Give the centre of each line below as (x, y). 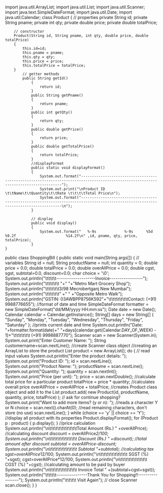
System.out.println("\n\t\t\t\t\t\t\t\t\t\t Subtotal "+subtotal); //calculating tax (80, 449)
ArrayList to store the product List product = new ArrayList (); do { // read (78, 351)
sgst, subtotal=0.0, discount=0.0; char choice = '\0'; (57, 273)
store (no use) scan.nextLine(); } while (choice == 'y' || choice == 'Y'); (75, 413)
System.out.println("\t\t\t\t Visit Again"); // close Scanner (81, 480)
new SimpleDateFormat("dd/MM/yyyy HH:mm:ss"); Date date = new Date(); (81, 309)
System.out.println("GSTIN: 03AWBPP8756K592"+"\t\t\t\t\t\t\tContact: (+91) (81, 299)
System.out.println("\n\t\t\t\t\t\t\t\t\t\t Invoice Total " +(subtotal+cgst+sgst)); (80, 470)
